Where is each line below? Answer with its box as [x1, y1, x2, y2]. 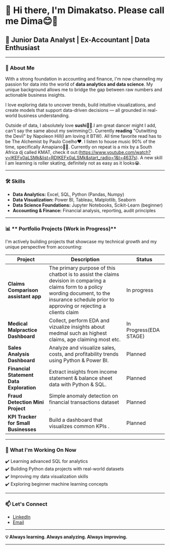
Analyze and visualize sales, [49, 344, 116, 351]
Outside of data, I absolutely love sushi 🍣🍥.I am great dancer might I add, [5, 123, 157, 129]
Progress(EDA [126, 326, 160, 333]
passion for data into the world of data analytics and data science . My [5, 81, 153, 88]
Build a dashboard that [49, 416, 103, 423]
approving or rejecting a [49, 302, 106, 309]
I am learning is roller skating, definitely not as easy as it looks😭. [5, 160, 141, 166]
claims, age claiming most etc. [49, 336, 121, 343]
